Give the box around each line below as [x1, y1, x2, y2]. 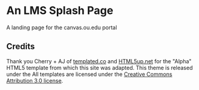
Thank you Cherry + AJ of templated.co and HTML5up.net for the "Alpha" [6, 57, 192, 64]
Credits [6, 41, 35, 52]
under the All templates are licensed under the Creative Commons [6, 71, 173, 78]
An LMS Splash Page [6, 4, 114, 18]
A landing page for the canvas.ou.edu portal [6, 24, 117, 31]
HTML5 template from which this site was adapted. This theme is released [6, 64, 194, 71]
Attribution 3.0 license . [6, 77, 63, 84]
